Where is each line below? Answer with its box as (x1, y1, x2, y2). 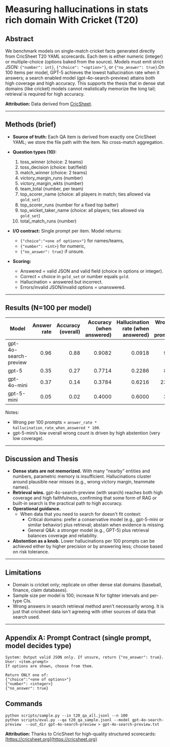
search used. (12, 614, 40, 620)
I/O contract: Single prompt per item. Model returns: (12, 228, 122, 234)
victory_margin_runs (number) (20, 175, 83, 181)
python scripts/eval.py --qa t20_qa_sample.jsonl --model (5, 717, 130, 723)
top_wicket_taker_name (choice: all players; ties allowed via (20, 207, 144, 213)
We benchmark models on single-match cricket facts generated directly (5, 48, 155, 54)
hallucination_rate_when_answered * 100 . (12, 424, 100, 430)
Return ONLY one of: (5, 673, 49, 678)
